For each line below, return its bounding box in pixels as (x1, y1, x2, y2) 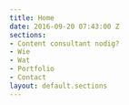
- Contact (9, 73, 47, 82)
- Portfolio (9, 65, 55, 74)
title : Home (9, 13, 55, 23)
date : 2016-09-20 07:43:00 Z (9, 22, 120, 31)
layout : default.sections (9, 81, 107, 90)
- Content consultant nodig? (9, 38, 120, 48)
